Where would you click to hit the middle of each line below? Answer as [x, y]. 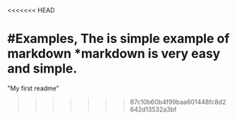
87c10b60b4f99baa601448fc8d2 [178, 102]
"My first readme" [34, 88]
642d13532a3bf [153, 109]
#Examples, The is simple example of [119, 39]
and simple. [42, 69]
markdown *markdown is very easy [114, 54]
